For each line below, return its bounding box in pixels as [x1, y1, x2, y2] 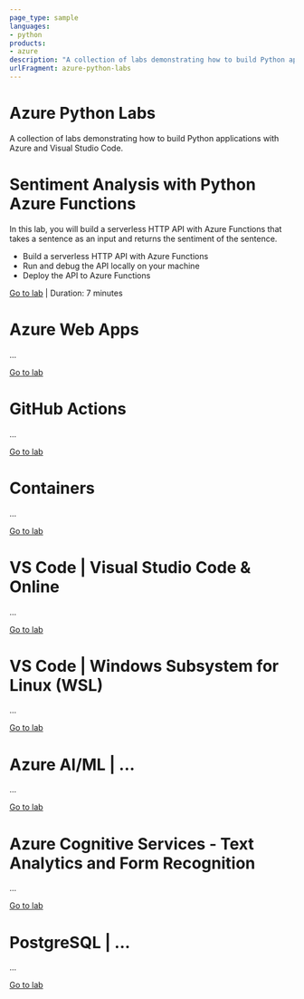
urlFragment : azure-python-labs [9, 64, 131, 73]
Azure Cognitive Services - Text [9, 833, 255, 854]
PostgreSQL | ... [9, 932, 131, 953]
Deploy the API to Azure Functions [22, 269, 151, 281]
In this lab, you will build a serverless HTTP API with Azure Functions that [9, 223, 282, 234]
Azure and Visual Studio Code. [9, 142, 124, 153]
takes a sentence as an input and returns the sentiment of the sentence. [9, 233, 278, 244]
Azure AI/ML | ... [9, 754, 136, 775]
